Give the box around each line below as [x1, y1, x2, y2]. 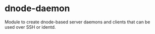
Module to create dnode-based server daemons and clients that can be [4, 19, 151, 25]
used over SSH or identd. [4, 24, 56, 30]
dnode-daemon [4, 3, 70, 14]
